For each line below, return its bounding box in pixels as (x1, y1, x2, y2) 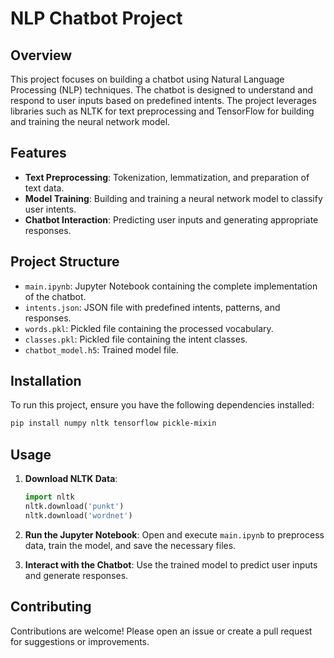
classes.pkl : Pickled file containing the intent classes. (24, 333, 248, 345)
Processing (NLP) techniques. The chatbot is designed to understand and (10, 84, 314, 96)
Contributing (10, 598, 92, 616)
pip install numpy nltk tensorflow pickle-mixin (10, 418, 217, 429)
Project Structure (10, 253, 120, 271)
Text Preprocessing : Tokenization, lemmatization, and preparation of (24, 171, 310, 183)
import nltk (24, 492, 75, 502)
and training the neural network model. (10, 116, 171, 127)
